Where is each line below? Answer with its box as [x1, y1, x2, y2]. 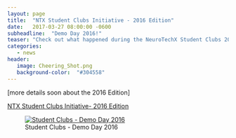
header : [7, 56, 30, 63]
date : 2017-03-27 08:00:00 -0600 [7, 23, 112, 30]
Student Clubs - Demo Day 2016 [25, 123, 118, 131]
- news [16, 50, 37, 57]
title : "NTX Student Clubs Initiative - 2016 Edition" [7, 17, 174, 24]
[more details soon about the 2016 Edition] [7, 88, 131, 97]
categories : [7, 43, 42, 50]
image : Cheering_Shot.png [16, 62, 93, 69]
